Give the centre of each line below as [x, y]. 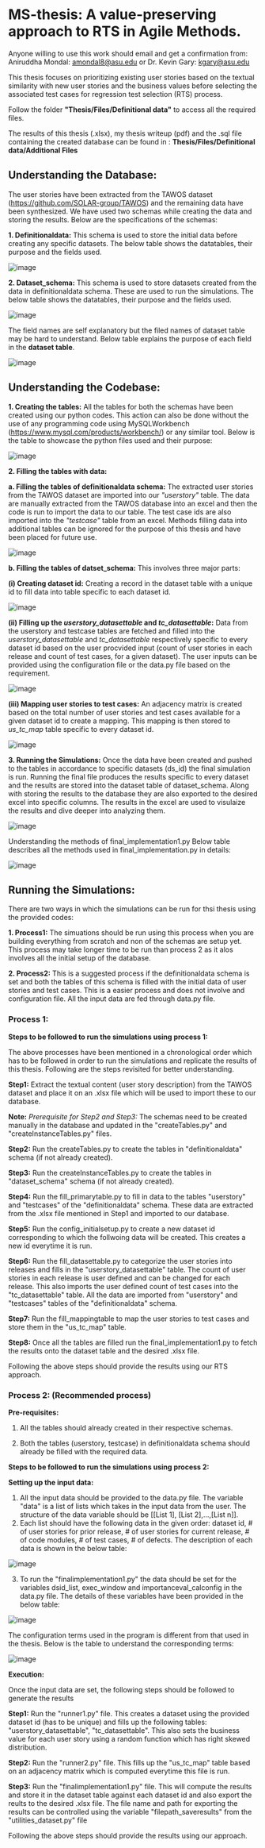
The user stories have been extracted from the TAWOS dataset [111, 194]
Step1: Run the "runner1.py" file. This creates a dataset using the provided [129, 1713]
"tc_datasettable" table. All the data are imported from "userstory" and [123, 1295]
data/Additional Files [43, 150]
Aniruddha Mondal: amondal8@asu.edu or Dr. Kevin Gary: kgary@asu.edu [129, 62]
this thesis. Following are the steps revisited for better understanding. [121, 1068]
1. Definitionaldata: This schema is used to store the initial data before [123, 235]
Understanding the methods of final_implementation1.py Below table [119, 841]
